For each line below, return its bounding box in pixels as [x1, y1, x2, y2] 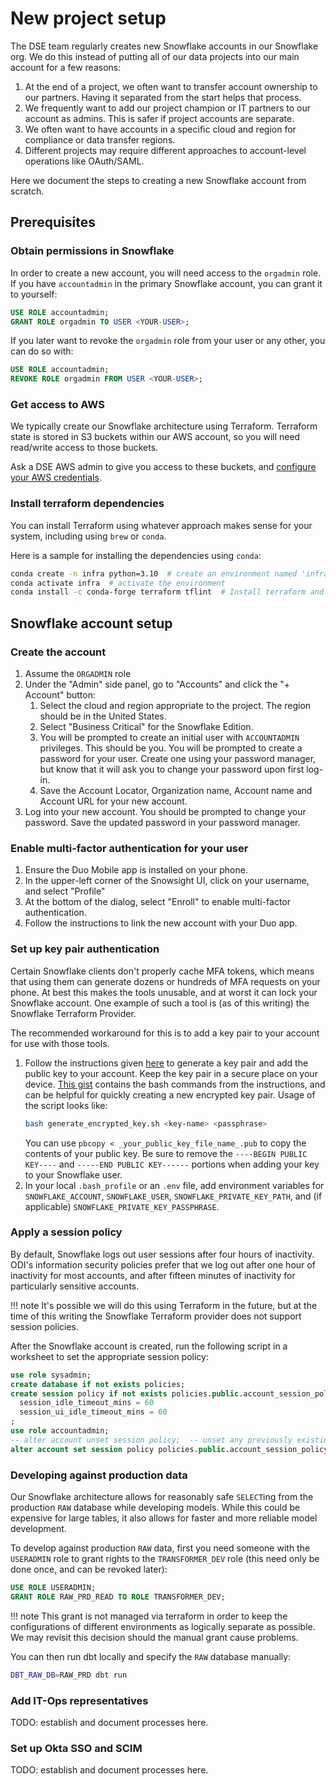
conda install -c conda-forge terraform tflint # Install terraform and [10, 587, 325, 597]
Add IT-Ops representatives [10, 1693, 149, 1707]
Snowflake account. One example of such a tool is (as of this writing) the [10, 997, 310, 1009]
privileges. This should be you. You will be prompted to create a [39, 742, 303, 754]
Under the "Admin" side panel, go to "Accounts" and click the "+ [24, 678, 291, 691]
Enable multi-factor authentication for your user [10, 841, 249, 855]
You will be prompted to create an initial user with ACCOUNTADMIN [39, 732, 300, 744]
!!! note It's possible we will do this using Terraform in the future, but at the [10, 1299, 318, 1311]
